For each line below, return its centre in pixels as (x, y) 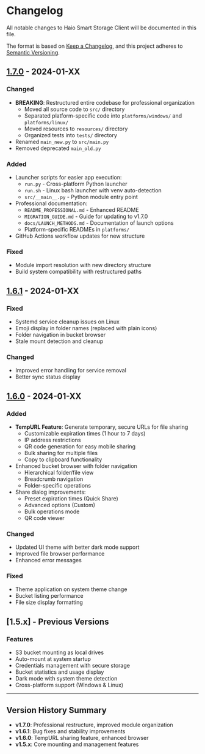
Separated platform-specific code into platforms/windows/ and (103, 115)
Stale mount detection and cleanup (59, 341)
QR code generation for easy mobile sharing (80, 446)
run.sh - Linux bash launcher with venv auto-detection (93, 190)
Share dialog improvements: (50, 492)
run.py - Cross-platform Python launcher (76, 184)
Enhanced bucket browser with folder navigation (76, 466)
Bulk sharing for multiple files (61, 453)
